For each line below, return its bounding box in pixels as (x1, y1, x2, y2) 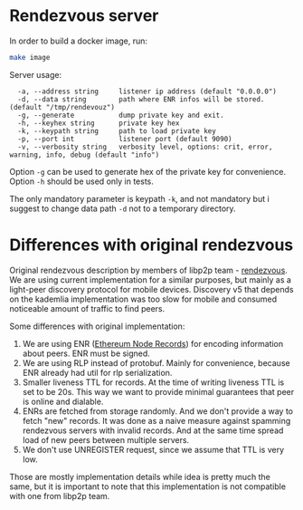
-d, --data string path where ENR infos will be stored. (17, 94, 265, 104)
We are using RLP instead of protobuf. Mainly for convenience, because (22, 357, 291, 368)
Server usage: (9, 69, 62, 80)
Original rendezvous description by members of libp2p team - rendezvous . (9, 265, 288, 275)
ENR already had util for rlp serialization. (22, 367, 173, 378)
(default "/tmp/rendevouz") (9, 102, 116, 111)
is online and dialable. (22, 396, 104, 407)
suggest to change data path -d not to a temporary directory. (9, 203, 237, 214)
